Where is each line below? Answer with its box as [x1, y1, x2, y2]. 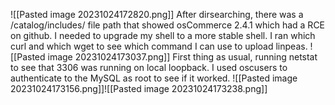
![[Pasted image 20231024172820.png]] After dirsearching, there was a [10, 9, 304, 20]
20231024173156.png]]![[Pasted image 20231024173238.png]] [10, 83, 268, 94]
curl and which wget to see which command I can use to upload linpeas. [10, 40, 308, 52]
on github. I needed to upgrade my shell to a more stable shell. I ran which [10, 30, 316, 41]
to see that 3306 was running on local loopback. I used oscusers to [10, 62, 288, 73]
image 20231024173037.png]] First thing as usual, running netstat [47, 51, 318, 63]
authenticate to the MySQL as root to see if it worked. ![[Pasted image [10, 72, 298, 84]
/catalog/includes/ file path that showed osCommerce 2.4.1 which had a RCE [10, 19, 326, 31]
